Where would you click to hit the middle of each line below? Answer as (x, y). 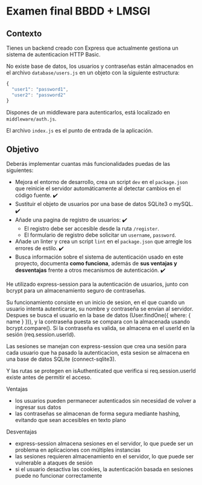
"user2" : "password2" (39, 95)
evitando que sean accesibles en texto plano (71, 420)
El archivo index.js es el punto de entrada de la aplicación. (80, 130)
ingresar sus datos (38, 407)
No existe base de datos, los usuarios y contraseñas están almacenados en (100, 66)
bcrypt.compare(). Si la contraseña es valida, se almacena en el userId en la (100, 328)
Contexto (24, 34)
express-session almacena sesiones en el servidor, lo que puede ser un (104, 444)
